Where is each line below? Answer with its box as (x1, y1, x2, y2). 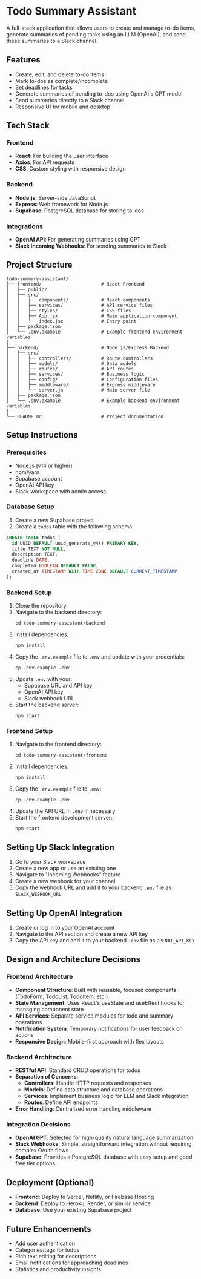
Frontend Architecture (6, 973, 73, 981)
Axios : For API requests (15, 159, 74, 166)
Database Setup (6, 502, 54, 511)
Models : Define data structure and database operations (24, 1086, 163, 1093)
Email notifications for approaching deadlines (15, 1259, 128, 1266)
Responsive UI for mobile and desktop (15, 103, 111, 110)
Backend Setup (6, 588, 53, 597)
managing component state (15, 1005, 84, 1013)
